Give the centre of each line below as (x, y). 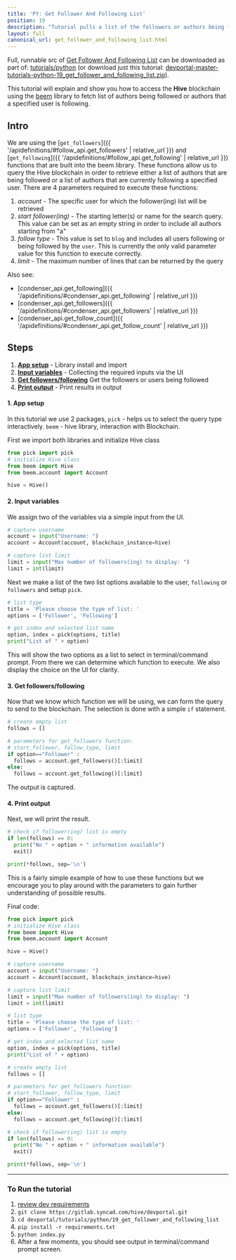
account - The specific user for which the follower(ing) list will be (112, 201)
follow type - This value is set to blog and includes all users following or (121, 238)
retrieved (31, 208)
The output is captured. (41, 787)
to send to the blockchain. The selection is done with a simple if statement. (117, 709)
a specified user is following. (49, 103)
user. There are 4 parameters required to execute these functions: (103, 187)
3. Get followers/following (46, 686)
